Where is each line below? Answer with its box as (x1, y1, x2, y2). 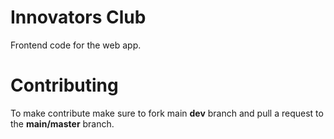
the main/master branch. (10, 117, 115, 130)
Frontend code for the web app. (10, 39, 142, 51)
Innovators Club (10, 6, 147, 29)
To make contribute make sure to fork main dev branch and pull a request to (10, 107, 324, 119)
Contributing (10, 74, 119, 97)
